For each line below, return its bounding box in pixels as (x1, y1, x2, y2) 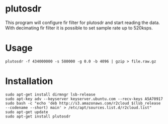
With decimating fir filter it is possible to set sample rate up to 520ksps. (5, 24, 153, 30)
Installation (5, 75, 53, 87)
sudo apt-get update (5, 109, 49, 114)
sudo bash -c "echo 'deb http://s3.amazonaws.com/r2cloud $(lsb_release (5, 100, 161, 105)
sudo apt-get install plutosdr (5, 113, 71, 119)
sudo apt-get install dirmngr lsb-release (5, 92, 96, 97)
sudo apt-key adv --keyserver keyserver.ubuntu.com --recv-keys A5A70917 (5, 96, 163, 101)
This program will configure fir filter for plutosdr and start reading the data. (5, 19, 160, 25)
